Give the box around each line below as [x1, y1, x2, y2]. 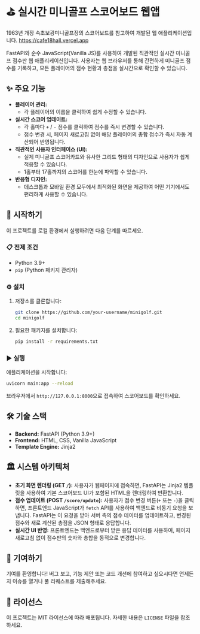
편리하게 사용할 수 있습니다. [23, 191, 88, 198]
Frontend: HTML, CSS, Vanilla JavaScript [14, 436, 117, 443]
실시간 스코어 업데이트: [14, 116, 67, 123]
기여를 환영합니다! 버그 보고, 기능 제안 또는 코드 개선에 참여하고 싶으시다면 [6, 570, 178, 578]
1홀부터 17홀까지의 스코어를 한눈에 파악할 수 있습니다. [23, 168, 147, 175]
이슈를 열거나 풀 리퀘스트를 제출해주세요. [12, 578, 107, 585]
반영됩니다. [39, 138, 66, 145]
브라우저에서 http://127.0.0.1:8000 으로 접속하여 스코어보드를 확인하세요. [6, 392, 181, 399]
